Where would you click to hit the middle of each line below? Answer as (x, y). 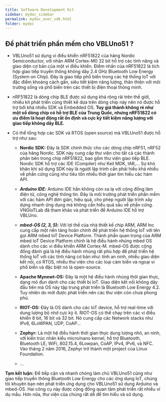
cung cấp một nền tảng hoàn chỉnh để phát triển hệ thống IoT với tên (90, 230)
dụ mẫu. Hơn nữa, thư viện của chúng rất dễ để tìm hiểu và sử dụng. (75, 395)
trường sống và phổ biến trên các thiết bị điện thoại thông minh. (77, 87)
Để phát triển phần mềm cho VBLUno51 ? (69, 43)
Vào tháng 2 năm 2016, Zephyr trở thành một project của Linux (83, 349)
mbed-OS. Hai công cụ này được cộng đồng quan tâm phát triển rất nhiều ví (83, 389)
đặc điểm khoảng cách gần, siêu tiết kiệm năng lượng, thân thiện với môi (86, 82)
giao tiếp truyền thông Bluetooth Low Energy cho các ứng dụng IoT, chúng (81, 379)
